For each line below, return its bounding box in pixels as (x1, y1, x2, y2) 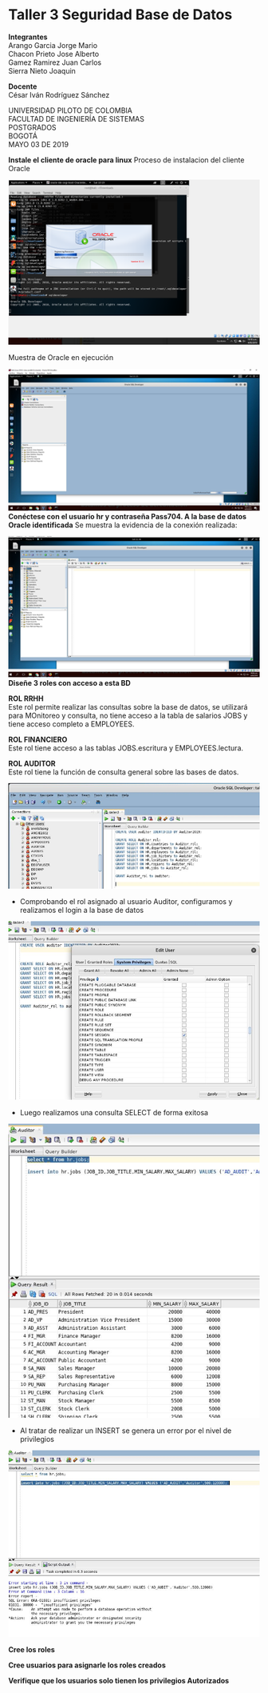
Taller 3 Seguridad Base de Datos (8, 6, 233, 24)
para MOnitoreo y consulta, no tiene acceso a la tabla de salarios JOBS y (8, 710, 248, 720)
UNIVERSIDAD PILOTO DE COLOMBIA (8, 106, 133, 115)
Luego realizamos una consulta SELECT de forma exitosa (19, 1108, 209, 1117)
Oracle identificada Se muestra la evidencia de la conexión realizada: (8, 520, 238, 530)
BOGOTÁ (8, 130, 38, 141)
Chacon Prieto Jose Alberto (8, 49, 100, 58)
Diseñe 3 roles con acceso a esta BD (8, 678, 132, 687)
